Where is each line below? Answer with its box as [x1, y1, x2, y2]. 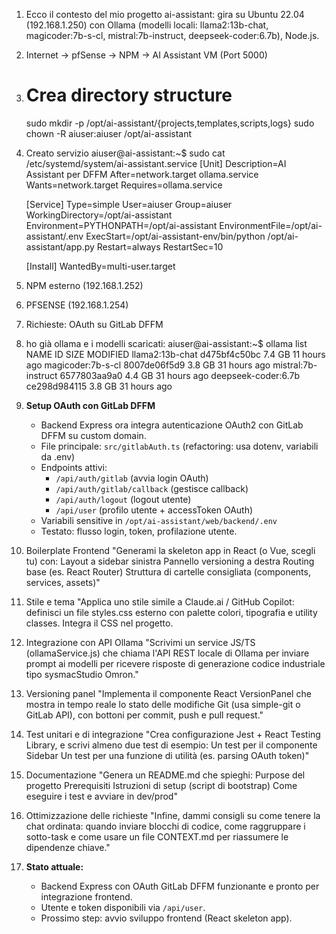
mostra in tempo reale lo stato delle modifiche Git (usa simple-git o [25, 698, 301, 710]
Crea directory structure [25, 84, 233, 107]
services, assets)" [25, 576, 101, 588]
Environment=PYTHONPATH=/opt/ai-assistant [25, 219, 218, 231]
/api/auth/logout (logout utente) [55, 493, 192, 505]
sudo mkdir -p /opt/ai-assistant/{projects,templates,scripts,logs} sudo [25, 117, 315, 129]
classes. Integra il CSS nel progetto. [25, 617, 174, 629]
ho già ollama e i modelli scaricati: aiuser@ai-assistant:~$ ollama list [25, 337, 308, 349]
